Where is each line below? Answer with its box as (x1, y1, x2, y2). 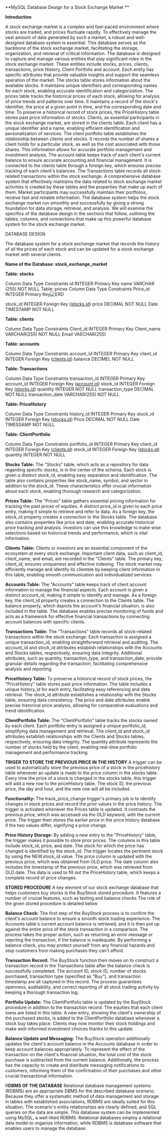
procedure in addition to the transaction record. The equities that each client (5, 1004, 163, 1010)
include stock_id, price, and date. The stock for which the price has (5, 843, 144, 849)
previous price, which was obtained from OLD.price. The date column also (5, 859, 159, 865)
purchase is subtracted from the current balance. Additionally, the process (5, 1057, 159, 1063)
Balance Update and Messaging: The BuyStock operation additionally (5, 1036, 150, 1042)
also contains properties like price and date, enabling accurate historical (5, 520, 154, 525)
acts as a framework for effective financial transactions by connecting (5, 613, 150, 619)
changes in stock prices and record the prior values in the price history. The (5, 801, 162, 807)
